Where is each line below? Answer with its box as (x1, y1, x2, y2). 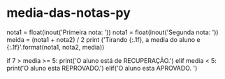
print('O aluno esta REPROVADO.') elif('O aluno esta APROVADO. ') (6, 64, 198, 72)
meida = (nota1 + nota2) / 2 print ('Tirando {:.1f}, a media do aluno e (6, 35, 201, 43)
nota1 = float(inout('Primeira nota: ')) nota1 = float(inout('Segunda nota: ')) (6, 28, 219, 36)
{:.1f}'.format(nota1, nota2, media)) (6, 43, 105, 51)
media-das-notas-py (6, 5, 131, 21)
